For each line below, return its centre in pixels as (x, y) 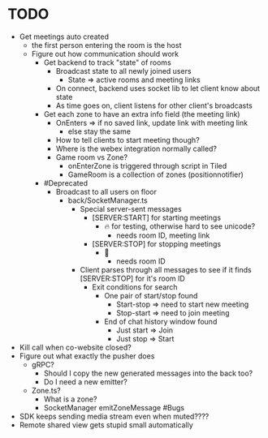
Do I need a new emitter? (85, 381)
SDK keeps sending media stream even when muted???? (114, 416)
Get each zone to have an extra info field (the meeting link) (142, 114)
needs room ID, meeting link (163, 235)
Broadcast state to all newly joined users (123, 71)
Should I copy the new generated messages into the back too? (148, 373)
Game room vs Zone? (91, 157)
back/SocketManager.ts (108, 200)
